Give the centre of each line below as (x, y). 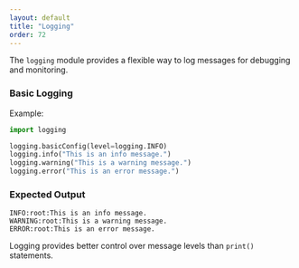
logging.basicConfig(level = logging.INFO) (89, 146)
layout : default (40, 18)
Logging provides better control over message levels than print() (132, 246)
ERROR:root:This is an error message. (82, 229)
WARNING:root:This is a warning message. (89, 221)
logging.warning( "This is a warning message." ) (101, 163)
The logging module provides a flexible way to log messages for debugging (150, 61)
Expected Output (47, 194)
